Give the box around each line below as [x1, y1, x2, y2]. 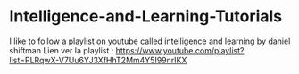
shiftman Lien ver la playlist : [9, 45, 114, 55]
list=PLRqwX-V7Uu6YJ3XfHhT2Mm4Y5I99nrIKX [9, 54, 187, 65]
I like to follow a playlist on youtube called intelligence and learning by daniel [9, 36, 291, 46]
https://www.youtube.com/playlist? [115, 45, 245, 55]
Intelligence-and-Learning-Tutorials [9, 6, 283, 27]
